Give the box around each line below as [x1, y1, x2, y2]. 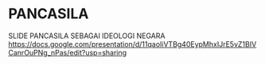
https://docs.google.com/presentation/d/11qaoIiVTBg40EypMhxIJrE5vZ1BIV [8, 39, 257, 48]
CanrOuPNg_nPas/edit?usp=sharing [8, 48, 127, 57]
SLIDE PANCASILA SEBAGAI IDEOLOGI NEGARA [8, 31, 166, 40]
